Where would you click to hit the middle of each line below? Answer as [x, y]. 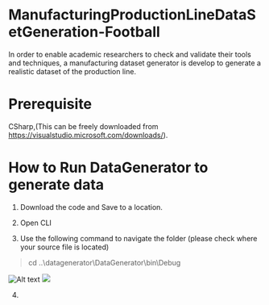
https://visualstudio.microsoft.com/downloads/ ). [88, 135]
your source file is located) [64, 247]
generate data [56, 185]
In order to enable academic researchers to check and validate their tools [130, 54]
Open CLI [36, 223]
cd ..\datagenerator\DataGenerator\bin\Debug [104, 262]
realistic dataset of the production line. [72, 71]
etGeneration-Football [85, 32]
